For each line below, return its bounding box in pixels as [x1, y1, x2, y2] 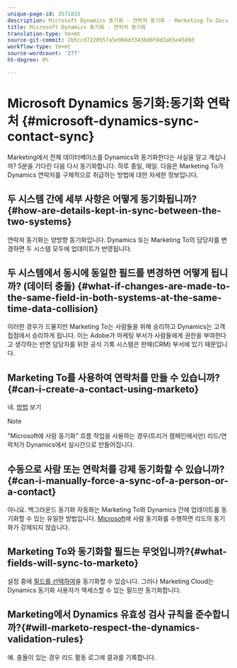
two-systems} [7, 216, 72, 228]
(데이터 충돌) [23, 280, 76, 292]
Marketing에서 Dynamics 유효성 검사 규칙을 [7, 609, 193, 621]
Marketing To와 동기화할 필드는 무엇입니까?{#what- [7, 546, 228, 558]
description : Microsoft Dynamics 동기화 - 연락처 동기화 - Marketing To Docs [7, 17, 229, 24]
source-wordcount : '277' [7, 50, 81, 57]
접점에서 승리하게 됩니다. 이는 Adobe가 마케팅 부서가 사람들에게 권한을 [7, 331, 202, 340]
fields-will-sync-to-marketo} [7, 557, 139, 570]
